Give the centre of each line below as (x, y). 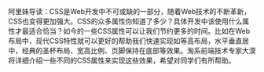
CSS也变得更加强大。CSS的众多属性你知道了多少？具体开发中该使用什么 (125, 21)
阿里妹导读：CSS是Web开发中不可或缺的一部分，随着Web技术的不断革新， (130, 11)
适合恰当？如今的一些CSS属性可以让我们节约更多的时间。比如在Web (139, 31)
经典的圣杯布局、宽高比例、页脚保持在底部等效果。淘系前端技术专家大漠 (139, 50)
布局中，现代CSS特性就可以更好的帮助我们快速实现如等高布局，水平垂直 (125, 41)
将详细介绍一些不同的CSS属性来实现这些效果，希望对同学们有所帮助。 (122, 60)
